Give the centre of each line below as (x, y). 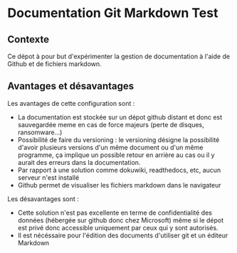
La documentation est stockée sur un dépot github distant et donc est (120, 117)
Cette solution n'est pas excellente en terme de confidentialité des (115, 212)
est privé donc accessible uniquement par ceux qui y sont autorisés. (118, 227)
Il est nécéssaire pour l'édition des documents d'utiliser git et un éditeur (123, 235)
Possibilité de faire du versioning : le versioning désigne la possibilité (118, 139)
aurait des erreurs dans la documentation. (79, 162)
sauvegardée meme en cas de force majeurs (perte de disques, (111, 124)
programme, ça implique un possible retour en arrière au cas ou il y (116, 155)
